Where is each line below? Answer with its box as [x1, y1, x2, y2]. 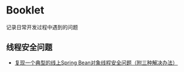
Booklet [6, 4, 45, 17]
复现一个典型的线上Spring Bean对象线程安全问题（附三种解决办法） [14, 59, 178, 66]
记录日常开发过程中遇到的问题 [6, 23, 78, 30]
